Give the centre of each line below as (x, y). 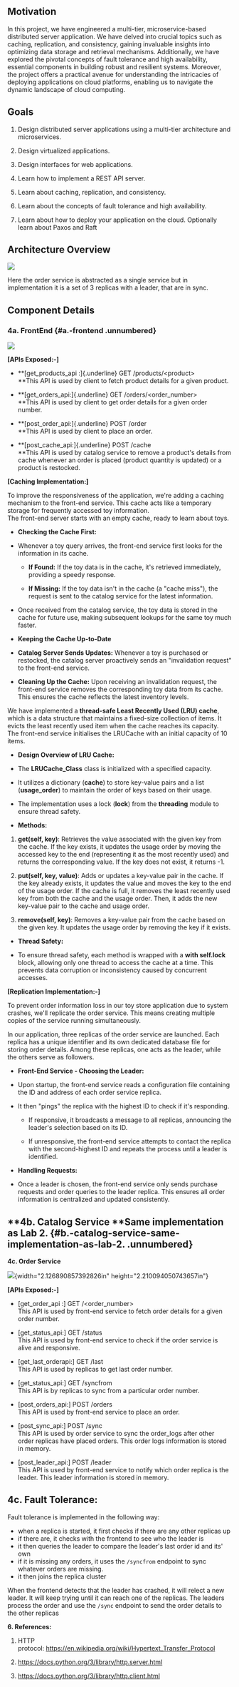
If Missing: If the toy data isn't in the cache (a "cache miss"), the (123, 588)
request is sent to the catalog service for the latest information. (121, 596)
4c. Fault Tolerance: (53, 1500)
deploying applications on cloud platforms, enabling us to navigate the (110, 82)
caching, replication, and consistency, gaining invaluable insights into (109, 44)
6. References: (30, 1626)
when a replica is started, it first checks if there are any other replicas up (124, 1531)
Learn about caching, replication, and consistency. (92, 192)
